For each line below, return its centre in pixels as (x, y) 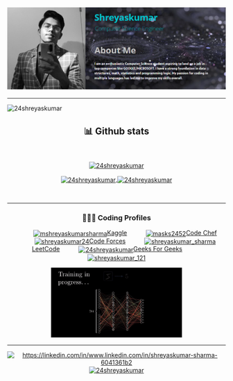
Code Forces (107, 241)
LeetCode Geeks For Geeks (107, 249)
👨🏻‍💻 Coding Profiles (116, 217)
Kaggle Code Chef (162, 232)
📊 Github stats (116, 131)
